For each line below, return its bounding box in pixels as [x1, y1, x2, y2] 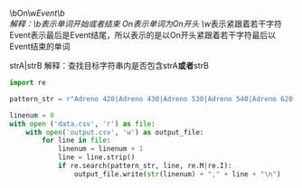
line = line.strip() [57, 153, 136, 162]
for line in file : [42, 136, 111, 146]
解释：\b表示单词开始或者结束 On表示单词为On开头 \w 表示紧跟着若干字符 [9, 18, 282, 29]
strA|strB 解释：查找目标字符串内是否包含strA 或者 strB [9, 61, 210, 70]
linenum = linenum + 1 [57, 145, 144, 154]
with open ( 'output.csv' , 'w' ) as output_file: [25, 127, 204, 136]
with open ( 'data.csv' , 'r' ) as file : [9, 119, 156, 128]
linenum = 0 [9, 110, 54, 120]
